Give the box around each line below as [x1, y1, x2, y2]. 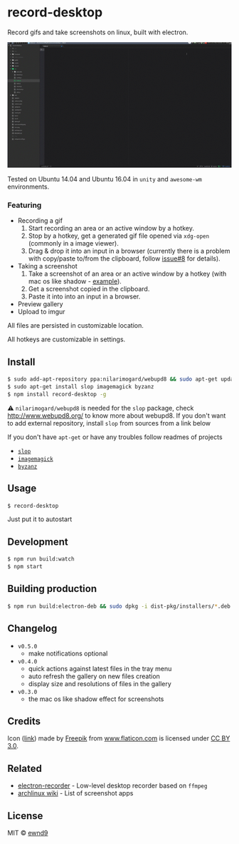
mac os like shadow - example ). [28, 277, 122, 286]
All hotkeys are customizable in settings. [7, 335, 126, 343]
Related [7, 762, 43, 775]
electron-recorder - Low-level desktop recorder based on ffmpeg [17, 781, 208, 790]
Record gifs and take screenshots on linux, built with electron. [7, 28, 188, 36]
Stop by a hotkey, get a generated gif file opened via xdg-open [28, 231, 210, 240]
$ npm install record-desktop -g [7, 391, 107, 398]
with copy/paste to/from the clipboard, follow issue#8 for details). [28, 254, 221, 263]
